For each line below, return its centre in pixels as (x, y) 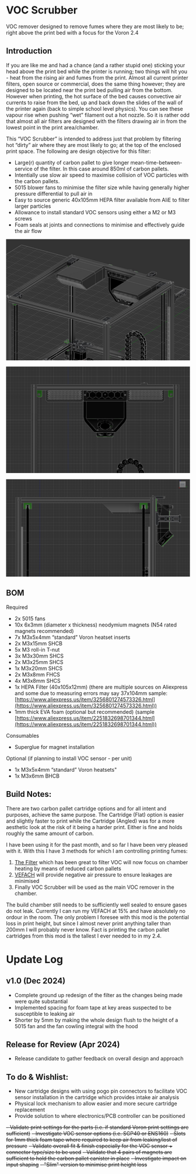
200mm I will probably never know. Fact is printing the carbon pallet (88, 929)
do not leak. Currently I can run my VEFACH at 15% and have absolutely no (96, 911)
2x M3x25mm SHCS (39, 662)
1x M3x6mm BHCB (37, 776)
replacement (30, 1110)
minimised (27, 881)
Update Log (35, 959)
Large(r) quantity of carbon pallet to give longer (72, 162)
